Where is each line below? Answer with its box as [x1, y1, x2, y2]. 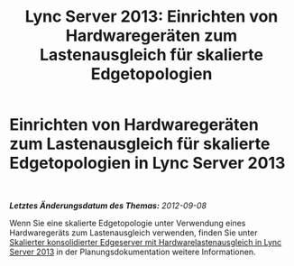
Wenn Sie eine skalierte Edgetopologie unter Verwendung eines [9, 217, 246, 228]
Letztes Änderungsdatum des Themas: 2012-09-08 [9, 200, 207, 211]
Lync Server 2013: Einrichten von [24, 6, 279, 27]
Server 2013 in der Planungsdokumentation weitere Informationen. [9, 246, 256, 257]
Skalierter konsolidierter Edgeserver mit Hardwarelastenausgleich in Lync [9, 236, 282, 247]
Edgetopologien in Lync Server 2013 [9, 153, 286, 173]
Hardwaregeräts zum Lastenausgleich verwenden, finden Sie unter [9, 227, 259, 238]
